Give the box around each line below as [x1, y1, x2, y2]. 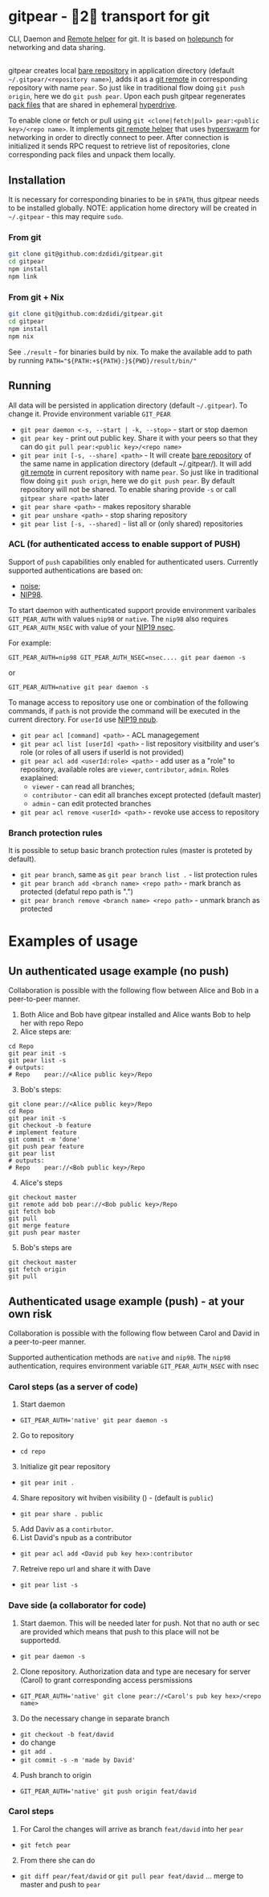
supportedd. [19, 1635, 62, 1645]
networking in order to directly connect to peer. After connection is [8, 133, 230, 143]
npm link [8, 273, 38, 281]
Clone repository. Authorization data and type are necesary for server [19, 1667, 251, 1676]
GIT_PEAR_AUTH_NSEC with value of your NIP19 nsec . [8, 622, 176, 632]
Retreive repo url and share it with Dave [19, 1564, 151, 1574]
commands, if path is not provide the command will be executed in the [8, 706, 241, 715]
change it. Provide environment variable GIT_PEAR [8, 408, 171, 418]
